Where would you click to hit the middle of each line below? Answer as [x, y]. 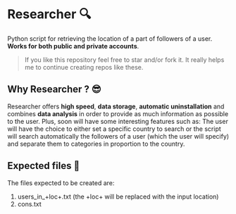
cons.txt [29, 204]
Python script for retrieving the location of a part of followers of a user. [110, 38]
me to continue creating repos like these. [84, 67]
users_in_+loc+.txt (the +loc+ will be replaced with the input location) [118, 196]
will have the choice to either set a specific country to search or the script [114, 129]
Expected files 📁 [44, 166]
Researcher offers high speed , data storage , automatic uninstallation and [116, 106]
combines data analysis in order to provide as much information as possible [118, 113]
